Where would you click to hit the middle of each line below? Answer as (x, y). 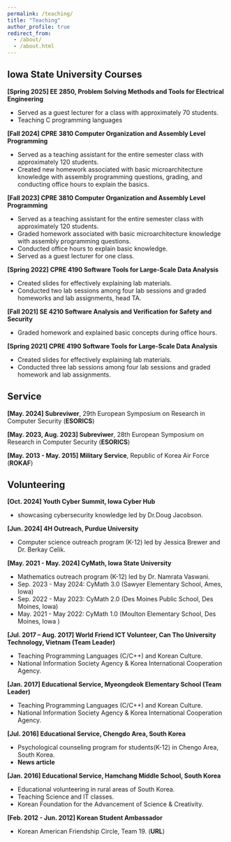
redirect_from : (29, 33)
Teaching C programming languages (70, 120)
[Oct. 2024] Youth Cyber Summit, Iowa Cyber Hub (81, 502)
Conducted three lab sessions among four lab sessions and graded (114, 367)
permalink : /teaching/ (40, 14)
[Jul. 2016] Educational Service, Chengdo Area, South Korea (97, 734)
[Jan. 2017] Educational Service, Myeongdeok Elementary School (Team (114, 685)
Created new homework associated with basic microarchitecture (110, 169)
